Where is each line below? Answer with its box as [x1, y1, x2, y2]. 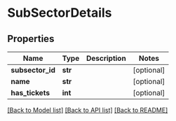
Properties [7, 33, 55, 45]
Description [86, 54, 126, 63]
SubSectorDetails [7, 5, 112, 21]
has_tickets [11, 88, 50, 97]
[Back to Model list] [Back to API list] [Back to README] [7, 106, 168, 114]
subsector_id [11, 65, 56, 75]
